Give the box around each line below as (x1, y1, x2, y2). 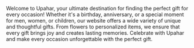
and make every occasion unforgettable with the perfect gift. (6, 36, 153, 42)
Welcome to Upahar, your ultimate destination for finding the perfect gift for (6, 5, 189, 12)
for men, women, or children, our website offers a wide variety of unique (6, 17, 181, 24)
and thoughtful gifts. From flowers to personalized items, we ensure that (6, 23, 180, 30)
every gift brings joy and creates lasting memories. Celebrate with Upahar (6, 29, 185, 36)
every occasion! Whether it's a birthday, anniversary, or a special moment (6, 11, 185, 18)
